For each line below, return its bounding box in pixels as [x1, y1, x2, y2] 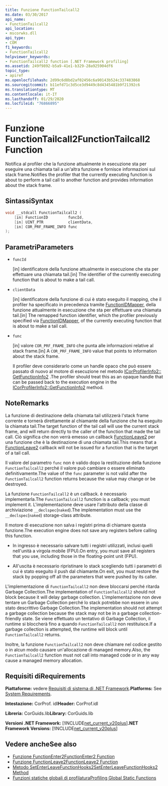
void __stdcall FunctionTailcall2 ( [5, 210, 82, 215]
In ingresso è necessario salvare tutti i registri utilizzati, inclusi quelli [12, 542, 153, 548]
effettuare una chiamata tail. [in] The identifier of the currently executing [12, 272, 161, 278]
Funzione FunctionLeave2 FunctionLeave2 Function [12, 759, 118, 765]
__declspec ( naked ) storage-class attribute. [5, 512, 92, 518]
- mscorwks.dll [5, 31, 37, 36]
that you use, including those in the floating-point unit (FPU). [12, 553, 138, 559]
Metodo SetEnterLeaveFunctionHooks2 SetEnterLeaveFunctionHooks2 [12, 764, 158, 770]
